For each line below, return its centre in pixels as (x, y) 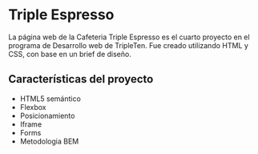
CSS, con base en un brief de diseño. (70, 54)
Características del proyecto (81, 79)
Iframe (31, 124)
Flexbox (33, 107)
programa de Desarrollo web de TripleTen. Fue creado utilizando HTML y (128, 45)
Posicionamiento (47, 115)
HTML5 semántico (50, 99)
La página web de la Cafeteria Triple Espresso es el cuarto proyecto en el (129, 37)
